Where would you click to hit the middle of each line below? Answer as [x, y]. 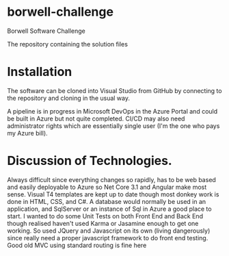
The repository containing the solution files [68, 44]
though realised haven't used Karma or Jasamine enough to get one [103, 223]
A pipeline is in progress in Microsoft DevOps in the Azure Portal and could [112, 111]
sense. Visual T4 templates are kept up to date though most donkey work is [113, 194]
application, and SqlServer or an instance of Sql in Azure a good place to [109, 209]
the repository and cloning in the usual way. [69, 98]
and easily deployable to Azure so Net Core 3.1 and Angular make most [107, 187]
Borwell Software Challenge [46, 31]
